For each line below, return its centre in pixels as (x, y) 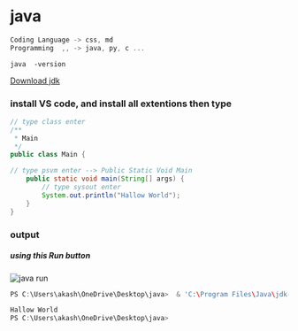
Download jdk (35, 81)
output (25, 235)
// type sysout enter (82, 188)
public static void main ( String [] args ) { (105, 179)
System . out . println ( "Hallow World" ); (111, 195)
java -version (38, 64)
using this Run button (50, 256)
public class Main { (48, 155)
